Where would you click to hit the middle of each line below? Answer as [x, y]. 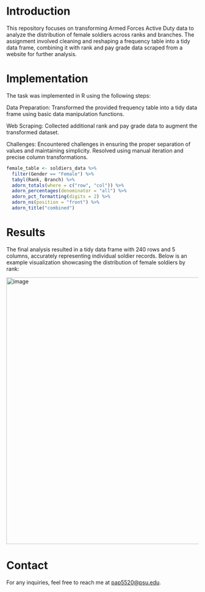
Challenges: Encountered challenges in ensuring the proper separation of [99, 144]
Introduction [38, 11]
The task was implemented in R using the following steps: [79, 95]
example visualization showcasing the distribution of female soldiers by [96, 262]
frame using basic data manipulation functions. [65, 114]
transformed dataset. [33, 132]
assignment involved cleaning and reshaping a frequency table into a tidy [98, 41]
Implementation [47, 79]
